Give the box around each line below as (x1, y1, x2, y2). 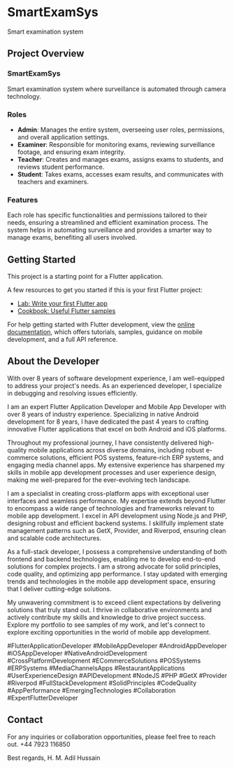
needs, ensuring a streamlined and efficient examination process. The (7, 219, 208, 227)
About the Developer (7, 355, 100, 368)
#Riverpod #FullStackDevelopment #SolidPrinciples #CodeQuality (7, 679, 197, 687)
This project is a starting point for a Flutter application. (7, 272, 163, 281)
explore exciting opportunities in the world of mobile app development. (7, 628, 211, 636)
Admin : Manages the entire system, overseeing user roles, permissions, (17, 125, 225, 134)
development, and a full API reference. (7, 335, 118, 344)
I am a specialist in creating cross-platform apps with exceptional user (7, 489, 210, 497)
